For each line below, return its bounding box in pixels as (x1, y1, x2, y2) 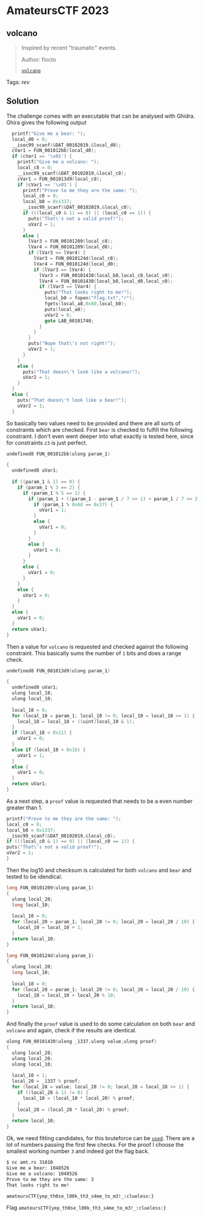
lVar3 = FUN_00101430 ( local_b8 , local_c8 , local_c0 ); (38, 272, 173, 278)
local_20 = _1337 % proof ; (12, 1078, 81, 1085)
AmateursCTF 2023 (6, 4, 109, 18)
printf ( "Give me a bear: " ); (12, 131, 86, 137)
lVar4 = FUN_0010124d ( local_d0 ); (33, 260, 119, 267)
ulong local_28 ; (12, 1050, 53, 1056)
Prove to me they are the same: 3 (6, 1176, 95, 1182)
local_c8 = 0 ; (17, 165, 53, 171)
